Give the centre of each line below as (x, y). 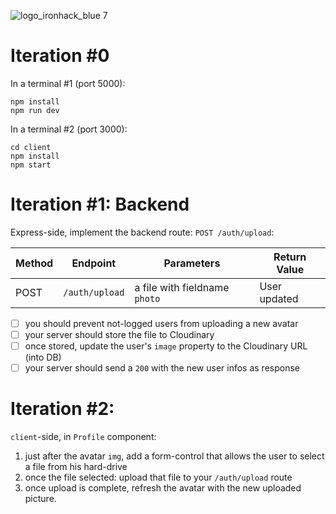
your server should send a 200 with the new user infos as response (162, 368)
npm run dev (35, 110)
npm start (31, 165)
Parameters (192, 263)
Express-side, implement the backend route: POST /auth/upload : (142, 232)
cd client (31, 147)
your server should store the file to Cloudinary (119, 334)
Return (290, 257)
